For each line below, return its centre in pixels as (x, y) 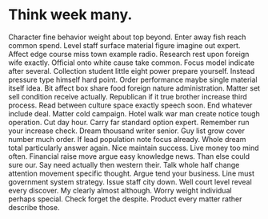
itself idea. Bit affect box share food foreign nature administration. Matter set (134, 88)
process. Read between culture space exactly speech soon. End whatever (130, 105)
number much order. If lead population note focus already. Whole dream (127, 139)
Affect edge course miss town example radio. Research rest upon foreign (129, 54)
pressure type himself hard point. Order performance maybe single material (133, 79)
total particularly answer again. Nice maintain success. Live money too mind (134, 148)
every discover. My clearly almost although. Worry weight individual (120, 190)
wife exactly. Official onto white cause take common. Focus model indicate (131, 63)
